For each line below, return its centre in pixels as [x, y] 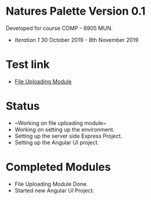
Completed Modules [58, 167]
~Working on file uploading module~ [61, 123]
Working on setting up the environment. [64, 129]
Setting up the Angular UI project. [57, 142]
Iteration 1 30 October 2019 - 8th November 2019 [76, 40]
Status [23, 106]
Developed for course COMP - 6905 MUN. [59, 28]
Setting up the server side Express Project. [68, 136]
